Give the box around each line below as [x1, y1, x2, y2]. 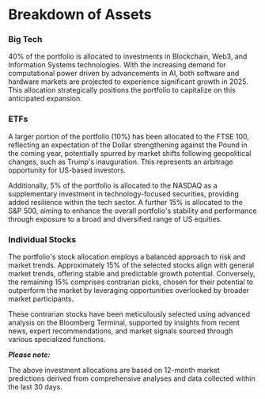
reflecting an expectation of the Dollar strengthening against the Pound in [8, 140, 248, 150]
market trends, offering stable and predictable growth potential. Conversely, [8, 269, 256, 279]
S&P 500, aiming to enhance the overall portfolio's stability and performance [8, 206, 257, 215]
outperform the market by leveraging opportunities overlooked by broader [8, 286, 250, 295]
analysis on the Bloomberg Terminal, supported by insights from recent [8, 318, 240, 328]
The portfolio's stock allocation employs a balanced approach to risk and [8, 252, 246, 262]
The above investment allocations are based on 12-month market [8, 366, 220, 375]
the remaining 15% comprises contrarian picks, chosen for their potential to [8, 277, 254, 287]
